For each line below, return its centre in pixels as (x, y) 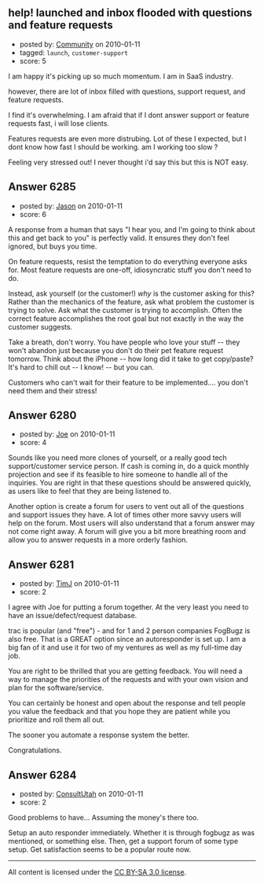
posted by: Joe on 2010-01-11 (67, 434)
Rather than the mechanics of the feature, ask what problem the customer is (132, 301)
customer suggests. (40, 326)
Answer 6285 (42, 187)
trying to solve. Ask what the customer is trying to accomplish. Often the (125, 310)
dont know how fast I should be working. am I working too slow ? (113, 147)
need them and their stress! (53, 390)
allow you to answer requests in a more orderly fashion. (98, 540)
